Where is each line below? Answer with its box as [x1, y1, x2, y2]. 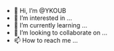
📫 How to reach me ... [13, 37, 78, 44]
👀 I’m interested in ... [13, 14, 73, 22]
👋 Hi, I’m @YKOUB [13, 7, 67, 14]
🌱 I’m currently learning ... [13, 21, 88, 29]
